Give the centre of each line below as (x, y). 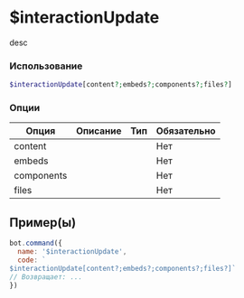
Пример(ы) (43, 223)
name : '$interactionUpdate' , (72, 252)
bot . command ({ (36, 243)
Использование (46, 66)
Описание (99, 131)
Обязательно (186, 131)
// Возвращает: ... (46, 277)
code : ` (32, 260)
